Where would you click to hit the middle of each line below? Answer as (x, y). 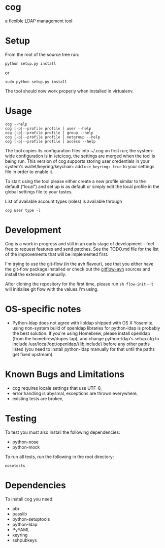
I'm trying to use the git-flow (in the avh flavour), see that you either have (79, 264)
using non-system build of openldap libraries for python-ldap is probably (86, 328)
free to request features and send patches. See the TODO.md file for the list (82, 249)
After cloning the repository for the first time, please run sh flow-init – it (79, 284)
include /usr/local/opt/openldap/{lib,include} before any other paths (81, 344)
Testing (21, 418)
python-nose (25, 442)
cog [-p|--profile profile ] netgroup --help (52, 137)
